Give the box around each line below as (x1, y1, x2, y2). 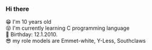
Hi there (5, 5, 29, 13)
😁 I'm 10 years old (5, 18, 51, 26)
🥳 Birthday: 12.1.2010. (5, 31, 58, 38)
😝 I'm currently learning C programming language (5, 24, 130, 32)
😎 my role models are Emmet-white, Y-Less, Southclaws (5, 37, 146, 45)
